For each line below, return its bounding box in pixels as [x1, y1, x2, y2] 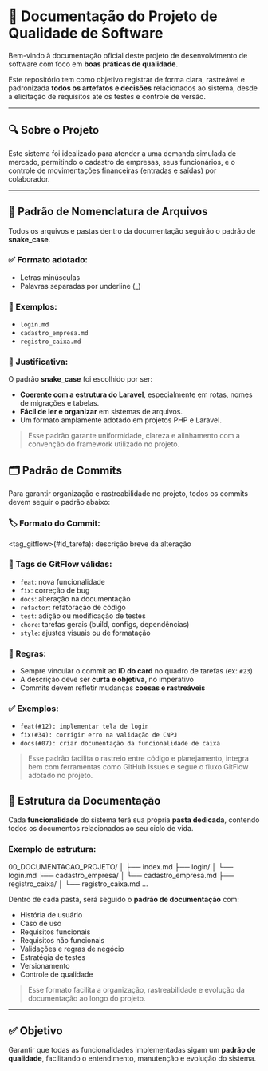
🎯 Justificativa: [8, 356, 69, 367]
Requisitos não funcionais [19, 935, 105, 945]
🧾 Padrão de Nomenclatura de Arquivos [8, 205, 208, 218]
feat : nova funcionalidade [19, 577, 105, 586]
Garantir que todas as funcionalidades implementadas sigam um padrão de [8, 1045, 256, 1055]
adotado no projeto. [27, 771, 93, 781]
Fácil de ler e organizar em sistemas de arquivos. [19, 407, 183, 417]
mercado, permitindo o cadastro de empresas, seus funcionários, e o [8, 157, 235, 166]
